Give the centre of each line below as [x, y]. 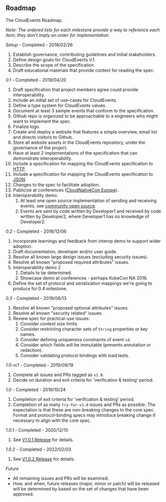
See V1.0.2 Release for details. [44, 459]
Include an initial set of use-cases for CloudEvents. [65, 100]
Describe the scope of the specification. [54, 65]
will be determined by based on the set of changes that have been [81, 489]
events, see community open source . [58, 205]
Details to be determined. [46, 273]
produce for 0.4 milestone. [40, 289]
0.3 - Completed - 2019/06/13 [36, 298]
